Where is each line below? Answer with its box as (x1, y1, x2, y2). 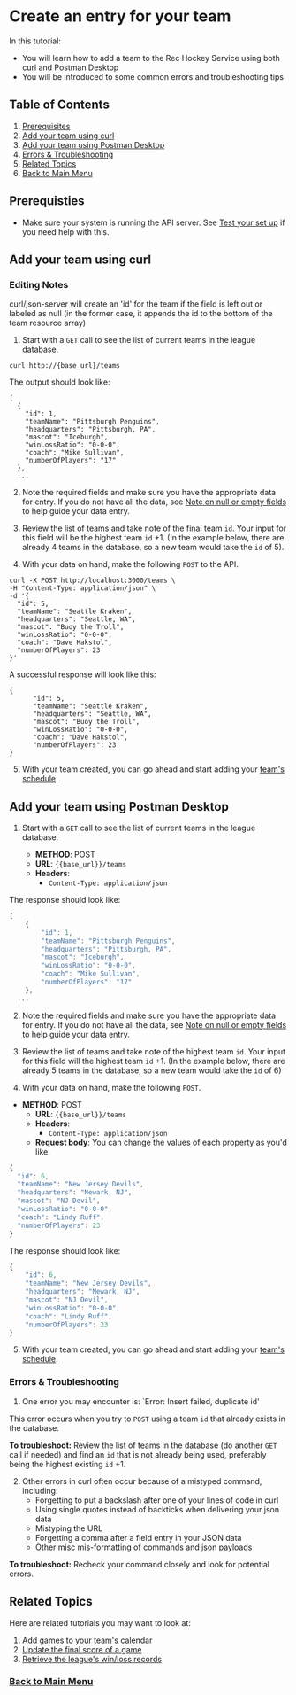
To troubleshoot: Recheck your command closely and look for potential (9, 1559, 269, 1569)
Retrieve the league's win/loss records (21, 1653, 162, 1664)
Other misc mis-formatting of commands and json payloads (34, 1542, 253, 1552)
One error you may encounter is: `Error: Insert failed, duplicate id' (21, 1396, 260, 1406)
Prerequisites (21, 121, 71, 131)
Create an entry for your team (9, 6, 231, 27)
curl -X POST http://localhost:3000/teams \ (9, 576, 176, 586)
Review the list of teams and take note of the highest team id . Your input (21, 1046, 285, 1056)
